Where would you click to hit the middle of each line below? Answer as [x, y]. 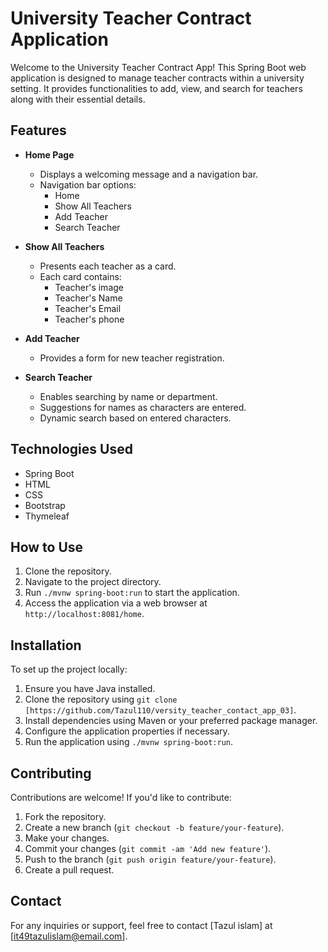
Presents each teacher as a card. [108, 266]
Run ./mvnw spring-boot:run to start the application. [132, 593]
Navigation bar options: [88, 184]
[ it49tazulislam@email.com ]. [69, 936]
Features [38, 130]
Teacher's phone [89, 319]
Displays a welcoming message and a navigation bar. [149, 174]
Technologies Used [71, 449]
